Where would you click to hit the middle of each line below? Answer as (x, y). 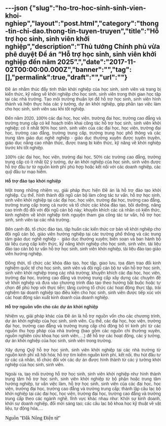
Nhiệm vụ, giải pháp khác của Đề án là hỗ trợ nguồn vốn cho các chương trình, (83, 316)
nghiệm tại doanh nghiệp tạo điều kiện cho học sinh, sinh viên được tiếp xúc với (83, 292)
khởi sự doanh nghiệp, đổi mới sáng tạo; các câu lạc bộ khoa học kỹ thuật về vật (83, 403)
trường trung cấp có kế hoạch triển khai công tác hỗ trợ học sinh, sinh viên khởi (83, 123)
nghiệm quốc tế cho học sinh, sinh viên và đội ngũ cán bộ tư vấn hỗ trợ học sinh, (83, 268)
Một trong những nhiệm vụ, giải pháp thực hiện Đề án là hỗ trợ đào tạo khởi (83, 190)
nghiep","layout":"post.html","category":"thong (82, 23)
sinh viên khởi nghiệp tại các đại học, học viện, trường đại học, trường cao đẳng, (83, 200)
